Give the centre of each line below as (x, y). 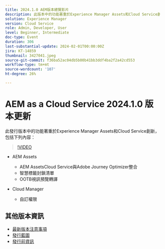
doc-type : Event (22, 37)
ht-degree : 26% (21, 74)
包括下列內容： (20, 137)
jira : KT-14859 (21, 51)
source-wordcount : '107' (30, 70)
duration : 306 (20, 42)
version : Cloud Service (29, 23)
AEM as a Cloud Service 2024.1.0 (74, 104)
